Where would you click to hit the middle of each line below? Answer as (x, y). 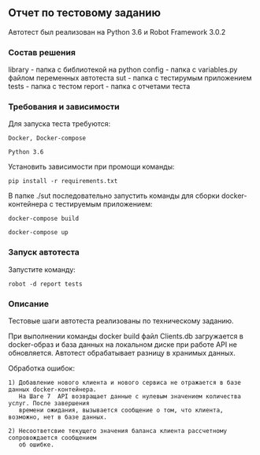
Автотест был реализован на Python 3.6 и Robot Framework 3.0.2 (117, 32)
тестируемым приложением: (104, 204)
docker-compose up (38, 233)
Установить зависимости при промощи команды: (91, 167)
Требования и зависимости (64, 107)
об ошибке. (37, 445)
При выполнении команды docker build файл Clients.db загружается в (126, 336)
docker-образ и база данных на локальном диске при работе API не (123, 345)
